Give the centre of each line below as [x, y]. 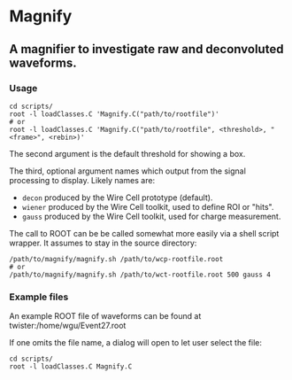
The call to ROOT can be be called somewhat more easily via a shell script [144, 233]
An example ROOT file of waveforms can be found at [105, 316]
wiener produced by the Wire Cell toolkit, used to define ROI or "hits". [148, 206]
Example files [39, 297]
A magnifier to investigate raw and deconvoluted [146, 49]
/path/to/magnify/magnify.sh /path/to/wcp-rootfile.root [116, 259]
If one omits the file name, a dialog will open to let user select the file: [136, 343]
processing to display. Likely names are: [82, 180]
